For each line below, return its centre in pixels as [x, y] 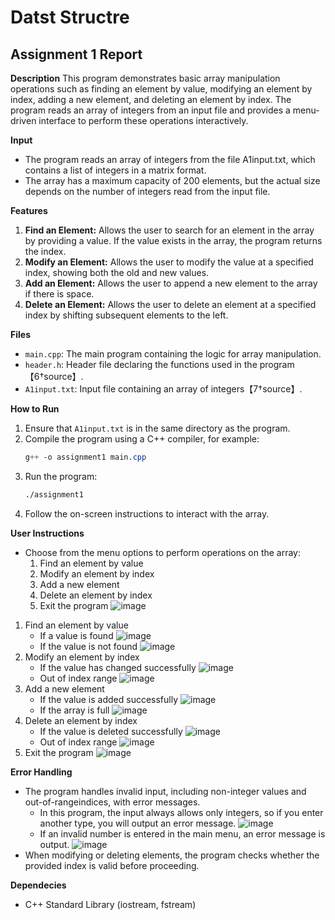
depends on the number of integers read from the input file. [147, 191]
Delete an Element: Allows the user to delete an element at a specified [170, 304]
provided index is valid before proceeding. [112, 865]
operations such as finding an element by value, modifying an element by [161, 89]
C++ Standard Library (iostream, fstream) [110, 904]
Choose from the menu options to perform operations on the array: [163, 552]
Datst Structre [70, 17]
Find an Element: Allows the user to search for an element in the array [169, 230]
